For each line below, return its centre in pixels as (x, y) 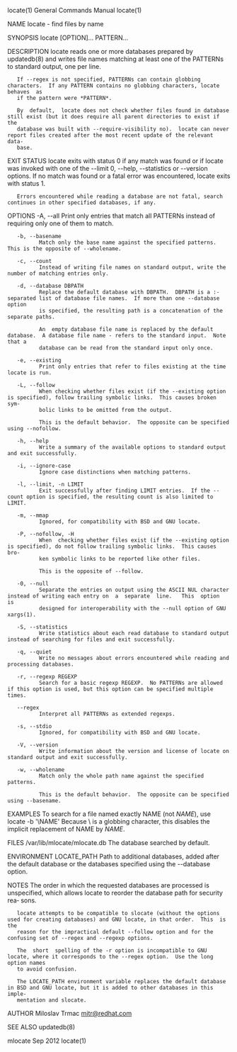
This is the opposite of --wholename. (64, 249)
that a (17, 342)
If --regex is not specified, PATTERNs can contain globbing (109, 79)
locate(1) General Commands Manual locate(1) (75, 10)
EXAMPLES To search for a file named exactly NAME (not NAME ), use (109, 814)
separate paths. (31, 317)
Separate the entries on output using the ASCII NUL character (134, 590)
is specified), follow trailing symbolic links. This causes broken (112, 398)
